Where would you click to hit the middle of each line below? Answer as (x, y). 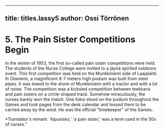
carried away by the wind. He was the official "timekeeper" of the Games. (79, 110)
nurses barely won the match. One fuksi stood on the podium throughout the (82, 99)
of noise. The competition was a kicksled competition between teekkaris (78, 89)
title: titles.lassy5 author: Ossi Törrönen (67, 18)
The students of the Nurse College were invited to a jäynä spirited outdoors (81, 68)
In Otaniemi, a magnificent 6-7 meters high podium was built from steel (76, 79)
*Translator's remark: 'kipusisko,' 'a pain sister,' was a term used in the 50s (81, 119)
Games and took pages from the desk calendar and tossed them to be (75, 105)
